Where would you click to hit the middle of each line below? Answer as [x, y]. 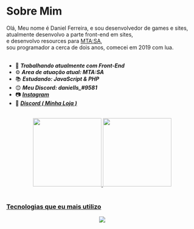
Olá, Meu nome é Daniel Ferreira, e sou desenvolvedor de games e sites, [97, 28]
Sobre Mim [34, 11]
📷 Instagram [32, 94]
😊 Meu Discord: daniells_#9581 [56, 87]
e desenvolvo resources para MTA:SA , [54, 41]
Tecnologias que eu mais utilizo [54, 207]
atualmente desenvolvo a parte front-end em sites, [70, 34]
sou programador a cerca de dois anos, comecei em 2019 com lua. [90, 47]
